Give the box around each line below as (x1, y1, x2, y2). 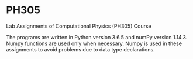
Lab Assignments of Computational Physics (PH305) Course (6, 23, 152, 30)
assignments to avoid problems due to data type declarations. (6, 46, 155, 53)
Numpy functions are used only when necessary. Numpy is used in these (6, 40, 182, 47)
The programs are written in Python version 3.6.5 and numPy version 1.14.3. (6, 34, 188, 40)
